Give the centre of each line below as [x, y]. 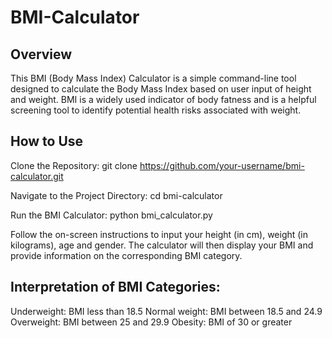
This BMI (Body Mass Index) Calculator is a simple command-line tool [153, 78]
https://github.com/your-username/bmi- [222, 165]
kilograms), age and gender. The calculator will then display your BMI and [162, 245]
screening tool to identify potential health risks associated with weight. [156, 110]
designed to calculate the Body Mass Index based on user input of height [161, 89]
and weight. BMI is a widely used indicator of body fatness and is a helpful [163, 99]
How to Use [47, 141]
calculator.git [37, 176]
